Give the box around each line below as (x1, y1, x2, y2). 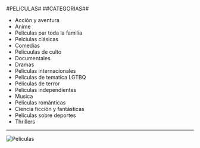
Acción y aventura (14, 17, 60, 23)
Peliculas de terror (14, 80, 60, 87)
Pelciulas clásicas (14, 36, 58, 42)
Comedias (14, 42, 40, 49)
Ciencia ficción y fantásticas (14, 106, 85, 112)
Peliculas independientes (14, 87, 77, 93)
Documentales (14, 55, 51, 61)
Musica (14, 92, 33, 100)
